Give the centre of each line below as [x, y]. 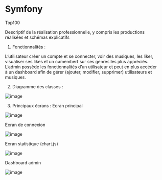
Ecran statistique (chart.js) [32, 144]
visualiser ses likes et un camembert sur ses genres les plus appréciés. [77, 61]
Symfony [24, 9]
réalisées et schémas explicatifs [37, 37]
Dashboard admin [23, 162]
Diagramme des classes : [38, 86]
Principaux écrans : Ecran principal [47, 105]
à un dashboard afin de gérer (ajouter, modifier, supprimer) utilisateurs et [79, 72]
